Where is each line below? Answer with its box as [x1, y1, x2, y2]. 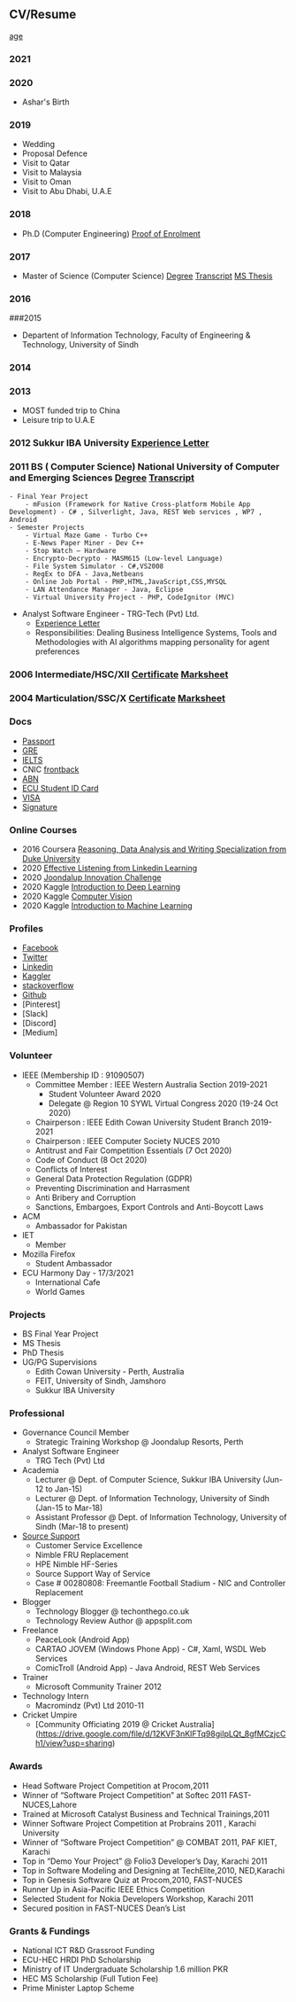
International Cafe [34, 1276, 101, 1288]
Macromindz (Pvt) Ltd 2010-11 [34, 1701, 144, 1711]
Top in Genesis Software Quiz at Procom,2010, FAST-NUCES [21, 1874, 243, 1885]
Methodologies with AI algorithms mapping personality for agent [34, 636, 270, 647]
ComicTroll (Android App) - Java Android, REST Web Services [34, 1663, 261, 1673]
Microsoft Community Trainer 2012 [34, 1681, 162, 1692]
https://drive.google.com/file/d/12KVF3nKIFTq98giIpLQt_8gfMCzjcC [38, 1728, 286, 1740]
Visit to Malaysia [21, 167, 82, 178]
